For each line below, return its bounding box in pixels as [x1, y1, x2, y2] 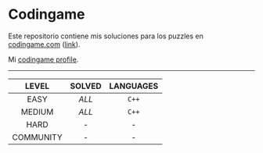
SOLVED [70, 80, 102, 91]
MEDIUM [20, 106, 54, 117]
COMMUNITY [12, 131, 63, 142]
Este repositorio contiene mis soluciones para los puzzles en [8, 31, 204, 41]
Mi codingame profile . [8, 55, 79, 64]
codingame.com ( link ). [8, 39, 81, 48]
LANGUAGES [109, 80, 159, 91]
